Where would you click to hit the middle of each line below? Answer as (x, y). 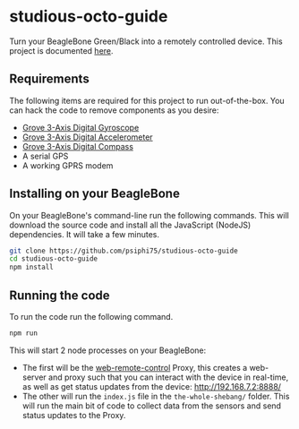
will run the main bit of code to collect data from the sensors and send (152, 406)
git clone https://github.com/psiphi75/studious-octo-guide (124, 251)
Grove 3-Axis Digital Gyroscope (81, 127)
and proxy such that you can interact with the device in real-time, (168, 377)
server (34, 377)
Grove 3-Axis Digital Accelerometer (88, 137)
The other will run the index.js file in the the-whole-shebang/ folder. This (156, 396)
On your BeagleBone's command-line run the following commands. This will (149, 215)
